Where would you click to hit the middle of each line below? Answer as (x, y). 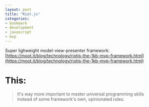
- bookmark (16, 23)
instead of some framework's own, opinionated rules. (71, 99)
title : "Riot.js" (23, 14)
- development (20, 28)
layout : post (18, 9)
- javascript (18, 32)
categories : (17, 18)
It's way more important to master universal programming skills (80, 94)
